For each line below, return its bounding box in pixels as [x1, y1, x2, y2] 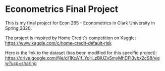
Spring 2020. [5, 25, 32, 31]
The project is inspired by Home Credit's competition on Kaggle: [5, 35, 136, 41]
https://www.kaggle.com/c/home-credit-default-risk [5, 40, 112, 46]
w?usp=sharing [5, 60, 37, 66]
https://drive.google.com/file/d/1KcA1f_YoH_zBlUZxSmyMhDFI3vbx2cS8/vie [5, 55, 160, 61]
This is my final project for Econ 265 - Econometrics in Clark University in [5, 20, 155, 26]
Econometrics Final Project [5, 3, 118, 15]
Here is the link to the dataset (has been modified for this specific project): [5, 50, 157, 56]
